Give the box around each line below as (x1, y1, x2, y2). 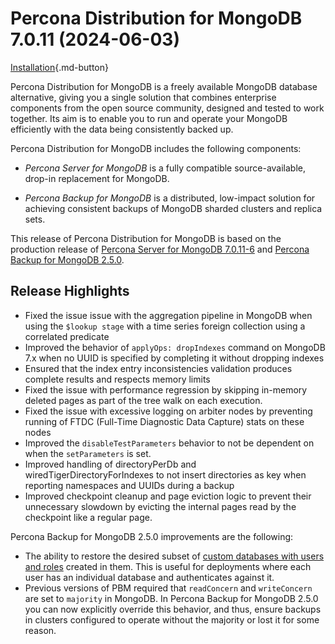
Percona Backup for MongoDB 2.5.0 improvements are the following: (10, 530, 294, 542)
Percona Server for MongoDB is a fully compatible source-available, (24, 162, 307, 174)
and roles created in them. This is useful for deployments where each (24, 560, 312, 572)
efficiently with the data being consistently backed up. (10, 123, 234, 135)
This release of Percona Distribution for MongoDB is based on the (10, 232, 282, 244)
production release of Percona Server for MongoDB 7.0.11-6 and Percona (10, 243, 310, 255)
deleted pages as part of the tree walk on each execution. (24, 394, 263, 406)
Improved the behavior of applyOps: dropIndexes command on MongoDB (24, 341, 326, 353)
